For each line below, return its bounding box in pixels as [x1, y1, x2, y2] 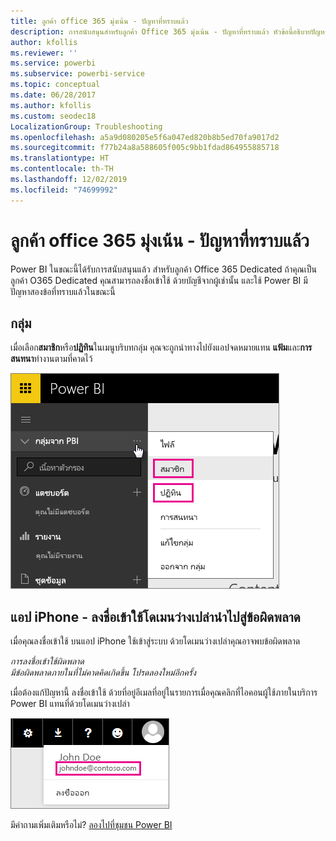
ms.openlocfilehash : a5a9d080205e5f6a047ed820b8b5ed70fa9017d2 [10, 132, 280, 142]
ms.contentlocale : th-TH [10, 164, 114, 174]
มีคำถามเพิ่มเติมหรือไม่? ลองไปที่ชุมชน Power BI [10, 819, 173, 831]
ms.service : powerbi [10, 58, 97, 69]
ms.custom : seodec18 [10, 111, 97, 121]
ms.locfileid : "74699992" [10, 185, 118, 195]
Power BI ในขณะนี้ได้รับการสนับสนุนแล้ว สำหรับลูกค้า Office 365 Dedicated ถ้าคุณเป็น [10, 263, 317, 275]
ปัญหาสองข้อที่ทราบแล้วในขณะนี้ [10, 285, 116, 297]
